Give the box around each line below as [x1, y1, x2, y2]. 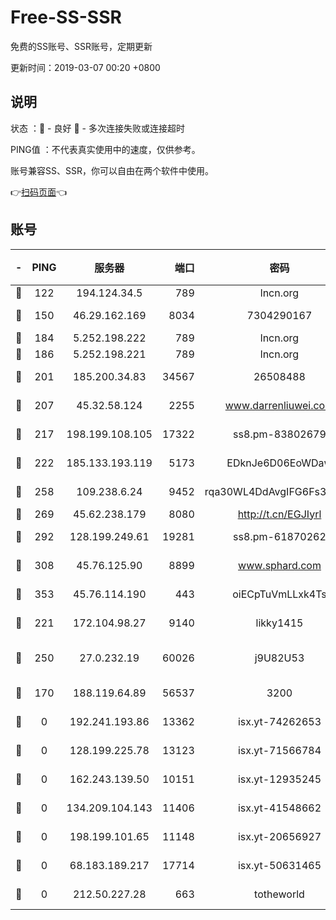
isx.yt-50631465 [237, 858, 322, 872]
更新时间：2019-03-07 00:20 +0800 [10, 61, 161, 73]
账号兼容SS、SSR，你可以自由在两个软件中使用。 [10, 164, 214, 176]
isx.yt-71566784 [237, 743, 322, 757]
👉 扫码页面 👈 [10, 186, 68, 198]
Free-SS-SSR [10, 6, 122, 29]
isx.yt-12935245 [237, 772, 322, 786]
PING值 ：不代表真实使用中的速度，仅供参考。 [10, 143, 201, 155]
